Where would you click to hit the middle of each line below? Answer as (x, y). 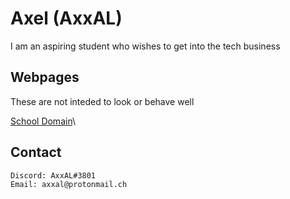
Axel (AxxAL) (66, 18)
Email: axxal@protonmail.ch (69, 185)
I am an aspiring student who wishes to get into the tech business (145, 46)
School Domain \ (43, 121)
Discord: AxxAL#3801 (53, 175)
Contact (36, 152)
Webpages (45, 77)
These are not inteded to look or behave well (102, 101)
